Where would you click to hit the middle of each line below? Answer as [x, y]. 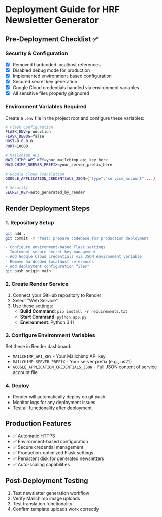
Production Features [38, 424]
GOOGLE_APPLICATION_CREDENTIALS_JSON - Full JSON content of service [85, 367]
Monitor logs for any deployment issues [54, 402]
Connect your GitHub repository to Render [57, 295]
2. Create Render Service [37, 284]
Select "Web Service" [35, 301]
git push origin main [28, 271]
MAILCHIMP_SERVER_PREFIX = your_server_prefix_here [59, 165]
